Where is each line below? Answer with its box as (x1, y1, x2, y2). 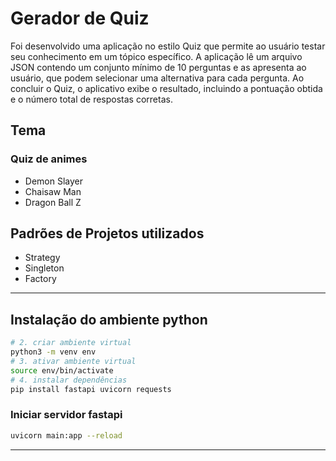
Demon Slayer (24, 175, 83, 187)
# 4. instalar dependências (10, 375, 128, 385)
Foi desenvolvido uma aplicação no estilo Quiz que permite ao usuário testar (10, 40, 326, 52)
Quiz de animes (10, 152, 88, 166)
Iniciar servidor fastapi (10, 408, 123, 422)
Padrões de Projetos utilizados (10, 225, 205, 242)
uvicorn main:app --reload (10, 430, 123, 441)
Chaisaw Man (24, 185, 82, 197)
